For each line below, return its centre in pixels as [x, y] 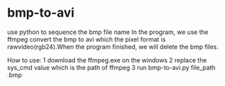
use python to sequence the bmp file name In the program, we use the [108, 32]
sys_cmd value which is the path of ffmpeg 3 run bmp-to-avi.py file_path [111, 67]
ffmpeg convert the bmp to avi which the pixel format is [86, 39]
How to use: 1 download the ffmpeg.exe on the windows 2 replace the [107, 60]
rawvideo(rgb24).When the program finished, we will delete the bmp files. [113, 46]
